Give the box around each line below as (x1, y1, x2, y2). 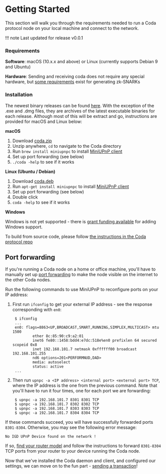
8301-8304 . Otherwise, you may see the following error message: (5, 424, 137, 431)
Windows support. (5, 224, 43, 230)
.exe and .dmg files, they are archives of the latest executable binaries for (5, 108, 155, 114)
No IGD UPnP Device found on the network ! (5, 434, 97, 439)
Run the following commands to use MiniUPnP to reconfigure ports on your (5, 286, 159, 292)
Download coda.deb (12, 178, 54, 184)
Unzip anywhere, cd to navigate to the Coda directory (12, 143, 121, 149)
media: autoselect (32, 360, 70, 365)
